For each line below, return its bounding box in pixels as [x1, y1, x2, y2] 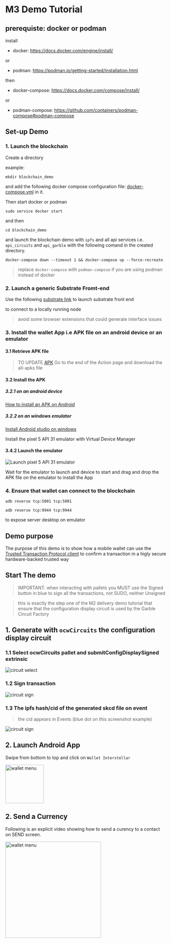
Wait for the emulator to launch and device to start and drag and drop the [5, 469, 159, 475]
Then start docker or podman [5, 198, 67, 205]
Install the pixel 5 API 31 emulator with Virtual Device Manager [5, 436, 136, 442]
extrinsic [5, 655, 28, 663]
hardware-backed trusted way [5, 556, 69, 562]
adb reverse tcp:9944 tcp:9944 [5, 508, 72, 513]
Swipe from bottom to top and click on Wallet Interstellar [5, 754, 131, 760]
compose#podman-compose [12, 113, 75, 118]
